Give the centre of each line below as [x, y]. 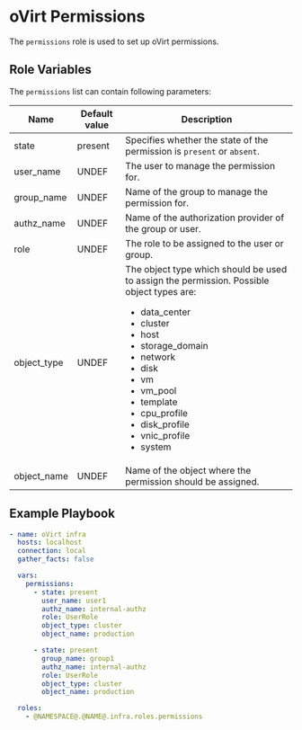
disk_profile [165, 424]
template [159, 402]
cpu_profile [164, 413]
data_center [166, 312]
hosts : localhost [50, 543]
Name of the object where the [188, 470]
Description [207, 119]
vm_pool [159, 390]
